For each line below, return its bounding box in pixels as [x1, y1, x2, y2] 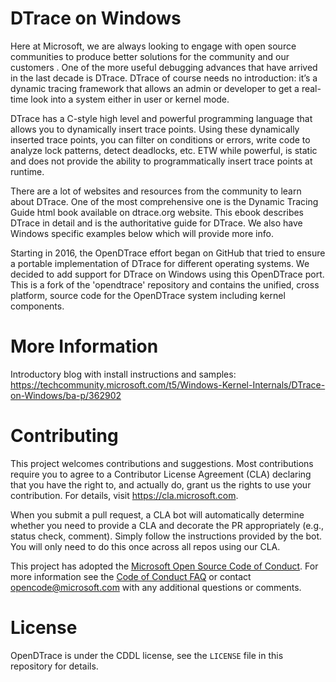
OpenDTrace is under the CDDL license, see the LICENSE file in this [10, 649, 284, 661]
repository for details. [10, 660, 99, 672]
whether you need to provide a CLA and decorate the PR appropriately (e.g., [10, 519, 325, 531]
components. [10, 300, 65, 312]
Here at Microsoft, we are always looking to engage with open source [10, 40, 297, 52]
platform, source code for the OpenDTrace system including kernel [10, 289, 286, 301]
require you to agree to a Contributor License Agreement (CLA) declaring [10, 468, 312, 480]
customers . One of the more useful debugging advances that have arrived [10, 61, 318, 73]
